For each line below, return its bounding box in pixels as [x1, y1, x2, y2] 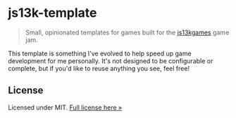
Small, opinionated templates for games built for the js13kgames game [25, 28, 230, 37]
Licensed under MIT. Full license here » [8, 103, 123, 112]
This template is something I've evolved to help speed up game [8, 49, 192, 58]
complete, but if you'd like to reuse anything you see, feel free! [8, 64, 190, 72]
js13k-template [8, 5, 97, 21]
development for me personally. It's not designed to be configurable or [8, 56, 213, 65]
